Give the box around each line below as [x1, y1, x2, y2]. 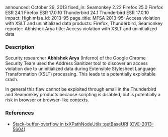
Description [5, 43, 35, 50]
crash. [5, 77, 19, 83]
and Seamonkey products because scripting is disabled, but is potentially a [5, 92, 161, 98]
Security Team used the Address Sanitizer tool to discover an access [5, 60, 148, 66]
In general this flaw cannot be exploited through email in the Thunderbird [5, 86, 157, 92]
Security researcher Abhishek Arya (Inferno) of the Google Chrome [5, 55, 146, 61]
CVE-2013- [130, 121, 154, 127]
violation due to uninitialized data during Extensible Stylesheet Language [5, 65, 156, 72]
